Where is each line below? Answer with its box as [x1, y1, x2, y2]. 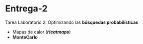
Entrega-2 [5, 3, 48, 14]
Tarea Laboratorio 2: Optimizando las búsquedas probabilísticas [5, 19, 139, 25]
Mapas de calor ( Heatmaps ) [12, 29, 71, 35]
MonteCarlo [12, 34, 38, 40]
